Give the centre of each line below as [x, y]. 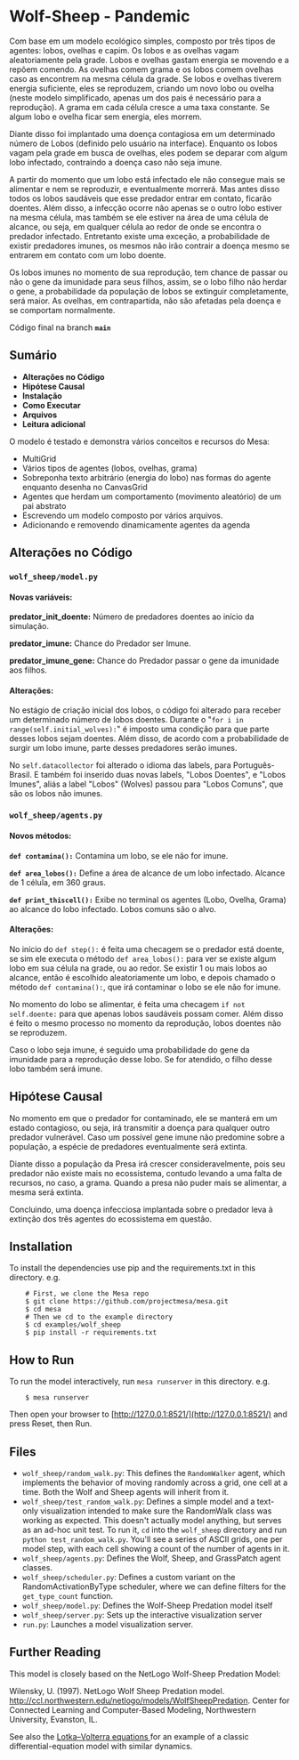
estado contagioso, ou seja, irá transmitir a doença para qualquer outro [140, 1127]
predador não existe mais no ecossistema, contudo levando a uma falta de [146, 1173]
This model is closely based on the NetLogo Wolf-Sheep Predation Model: [145, 1674]
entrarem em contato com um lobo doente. [88, 254]
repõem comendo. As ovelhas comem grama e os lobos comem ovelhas [141, 69]
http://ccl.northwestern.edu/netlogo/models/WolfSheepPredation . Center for [149, 1700]
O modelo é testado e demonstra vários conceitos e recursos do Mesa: [139, 441]
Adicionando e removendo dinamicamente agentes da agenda [136, 525]
